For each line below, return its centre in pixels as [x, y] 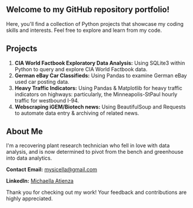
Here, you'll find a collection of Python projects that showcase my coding [95, 24]
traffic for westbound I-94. [47, 100]
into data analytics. [29, 158]
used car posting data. [42, 81]
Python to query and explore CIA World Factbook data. [81, 69]
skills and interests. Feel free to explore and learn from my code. [84, 30]
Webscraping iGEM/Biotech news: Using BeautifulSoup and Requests [100, 107]
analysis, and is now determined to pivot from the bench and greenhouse [95, 152]
